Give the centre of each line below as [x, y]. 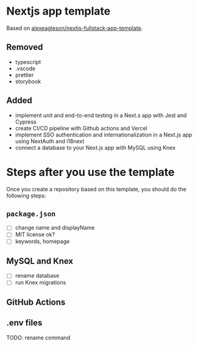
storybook [28, 81]
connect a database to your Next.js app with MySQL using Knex [95, 147]
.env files [24, 323]
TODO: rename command [38, 337]
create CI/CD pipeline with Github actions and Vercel [81, 128]
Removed [25, 47]
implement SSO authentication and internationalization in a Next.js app [104, 135]
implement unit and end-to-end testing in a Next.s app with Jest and [101, 115]
